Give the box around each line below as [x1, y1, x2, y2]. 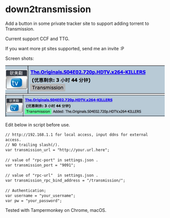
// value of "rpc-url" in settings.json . [5, 173, 99, 178]
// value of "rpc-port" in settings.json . [5, 158, 99, 163]
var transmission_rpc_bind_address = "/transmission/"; [5, 178, 125, 183]
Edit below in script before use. [5, 122, 70, 128]
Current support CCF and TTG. [5, 36, 70, 42]
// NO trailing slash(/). [5, 142, 60, 148]
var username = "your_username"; [5, 193, 76, 199]
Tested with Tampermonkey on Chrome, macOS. [5, 207, 107, 213]
